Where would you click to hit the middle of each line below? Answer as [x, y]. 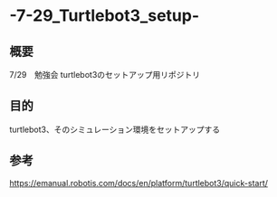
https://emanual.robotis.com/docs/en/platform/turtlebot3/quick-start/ [139, 183]
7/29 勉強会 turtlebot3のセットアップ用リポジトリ [105, 75]
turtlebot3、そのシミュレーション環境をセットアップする [115, 129]
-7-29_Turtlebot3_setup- [105, 16]
